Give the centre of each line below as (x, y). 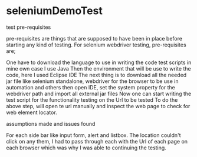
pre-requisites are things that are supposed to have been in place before (94, 38)
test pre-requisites (29, 27)
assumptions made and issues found (51, 123)
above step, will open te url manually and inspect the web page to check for (98, 106)
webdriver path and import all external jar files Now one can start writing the (99, 93)
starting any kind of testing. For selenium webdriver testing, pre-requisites (96, 45)
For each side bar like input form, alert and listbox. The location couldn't (93, 135)
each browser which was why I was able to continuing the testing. (86, 148)
